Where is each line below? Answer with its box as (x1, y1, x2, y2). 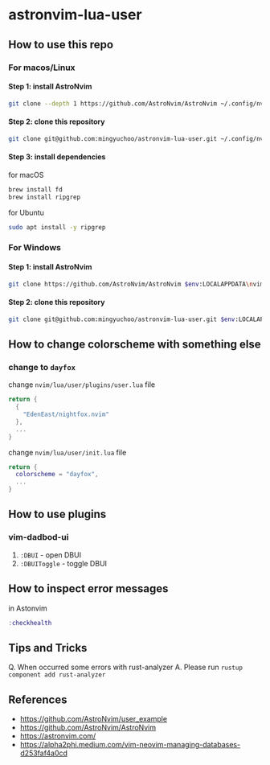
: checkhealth (8, 619, 52, 627)
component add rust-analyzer (8, 671, 106, 679)
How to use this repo (8, 38, 114, 51)
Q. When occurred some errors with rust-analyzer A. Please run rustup (8, 662, 243, 672)
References (8, 693, 67, 706)
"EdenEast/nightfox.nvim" (22, 410, 110, 418)
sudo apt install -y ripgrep (8, 223, 106, 231)
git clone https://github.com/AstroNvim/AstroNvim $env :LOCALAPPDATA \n (8, 280, 253, 288)
